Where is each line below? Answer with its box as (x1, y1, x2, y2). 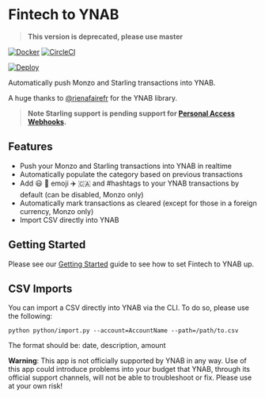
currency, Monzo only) (19, 206, 94, 216)
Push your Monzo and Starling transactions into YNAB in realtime (19, 161, 232, 170)
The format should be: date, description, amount (8, 341, 166, 350)
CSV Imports (8, 281, 73, 295)
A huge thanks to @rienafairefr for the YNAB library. (8, 93, 178, 102)
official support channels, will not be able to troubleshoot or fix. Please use (8, 373, 252, 382)
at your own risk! (8, 381, 63, 391)
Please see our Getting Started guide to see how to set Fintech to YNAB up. (8, 259, 255, 269)
